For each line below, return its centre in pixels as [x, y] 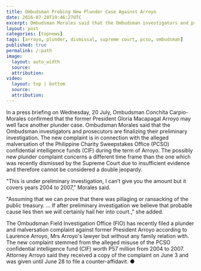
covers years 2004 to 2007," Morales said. [58, 187]
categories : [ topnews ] [34, 34]
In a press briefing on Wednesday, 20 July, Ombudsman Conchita [87, 112]
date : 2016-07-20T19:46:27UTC [44, 17]
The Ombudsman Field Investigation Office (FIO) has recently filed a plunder [100, 223]
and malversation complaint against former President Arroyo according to [97, 229]
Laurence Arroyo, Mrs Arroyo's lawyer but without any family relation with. [98, 236]
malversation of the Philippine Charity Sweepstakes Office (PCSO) [88, 144]
